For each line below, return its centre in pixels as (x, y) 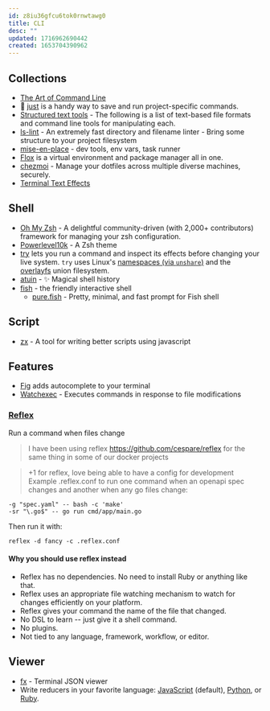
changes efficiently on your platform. (81, 602)
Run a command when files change (67, 433)
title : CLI (27, 23)
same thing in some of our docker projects (98, 457)
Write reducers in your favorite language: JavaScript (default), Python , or (141, 689)
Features (31, 366)
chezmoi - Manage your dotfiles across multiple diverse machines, (130, 166)
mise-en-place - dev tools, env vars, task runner (100, 149)
